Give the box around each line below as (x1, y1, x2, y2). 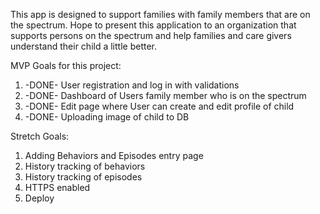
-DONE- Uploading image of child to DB (24, 111, 190, 123)
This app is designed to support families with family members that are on (10, 9, 311, 20)
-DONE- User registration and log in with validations (24, 79, 240, 91)
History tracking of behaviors (24, 160, 146, 172)
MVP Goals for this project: (10, 60, 122, 71)
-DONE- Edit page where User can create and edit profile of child (24, 100, 295, 112)
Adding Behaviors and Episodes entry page (24, 150, 204, 161)
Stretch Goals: (10, 130, 70, 142)
